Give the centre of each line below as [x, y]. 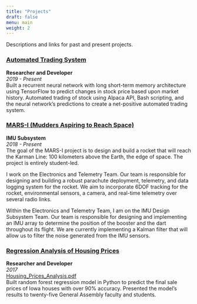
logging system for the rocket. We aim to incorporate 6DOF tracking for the [97, 187]
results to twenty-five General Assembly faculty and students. [81, 295]
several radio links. [29, 199]
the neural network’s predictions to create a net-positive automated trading [97, 104]
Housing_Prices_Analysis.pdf [41, 276]
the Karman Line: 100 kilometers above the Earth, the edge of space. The [95, 157]
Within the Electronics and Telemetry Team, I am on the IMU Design [88, 210]
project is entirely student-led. [43, 163]
